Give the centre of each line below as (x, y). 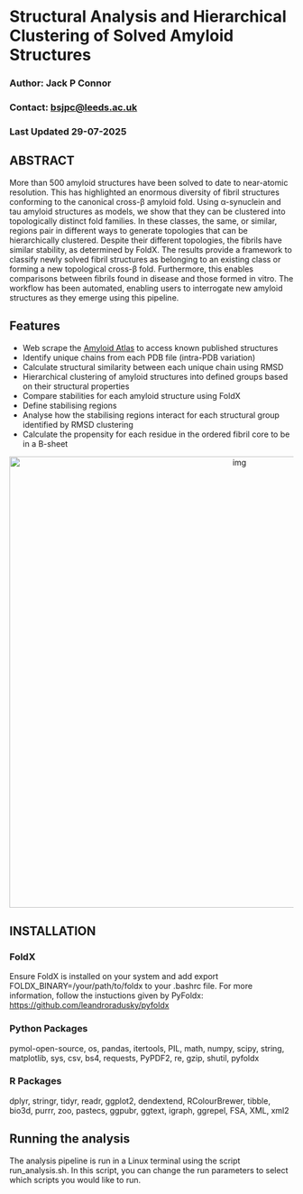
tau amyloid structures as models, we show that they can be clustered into (147, 211)
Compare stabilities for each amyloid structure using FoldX (131, 395)
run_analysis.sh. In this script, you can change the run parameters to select (149, 1170)
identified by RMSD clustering (78, 424)
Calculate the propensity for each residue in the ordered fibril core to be (156, 434)
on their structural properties (76, 386)
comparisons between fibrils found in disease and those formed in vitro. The (151, 278)
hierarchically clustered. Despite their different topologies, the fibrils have (146, 240)
